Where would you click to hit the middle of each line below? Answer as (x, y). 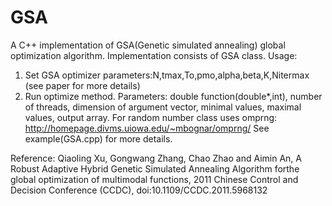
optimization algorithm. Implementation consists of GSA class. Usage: (154, 55)
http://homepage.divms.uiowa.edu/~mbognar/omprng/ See (147, 128)
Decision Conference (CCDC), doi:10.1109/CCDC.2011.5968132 (139, 190)
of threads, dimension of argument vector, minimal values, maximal (163, 107)
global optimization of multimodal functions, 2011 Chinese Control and (154, 179)
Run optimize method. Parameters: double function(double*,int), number (173, 96)
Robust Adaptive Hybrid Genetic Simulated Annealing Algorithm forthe (155, 168)
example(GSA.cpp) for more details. (98, 138)
